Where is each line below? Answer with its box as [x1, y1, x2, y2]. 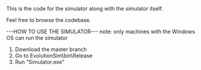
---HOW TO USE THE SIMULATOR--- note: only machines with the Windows [6, 28, 196, 35]
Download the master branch [14, 46, 87, 53]
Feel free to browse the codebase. [6, 17, 91, 23]
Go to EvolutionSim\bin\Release [14, 52, 93, 59]
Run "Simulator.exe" [14, 59, 65, 65]
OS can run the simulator [6, 34, 68, 41]
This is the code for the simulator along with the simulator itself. [6, 5, 163, 12]
